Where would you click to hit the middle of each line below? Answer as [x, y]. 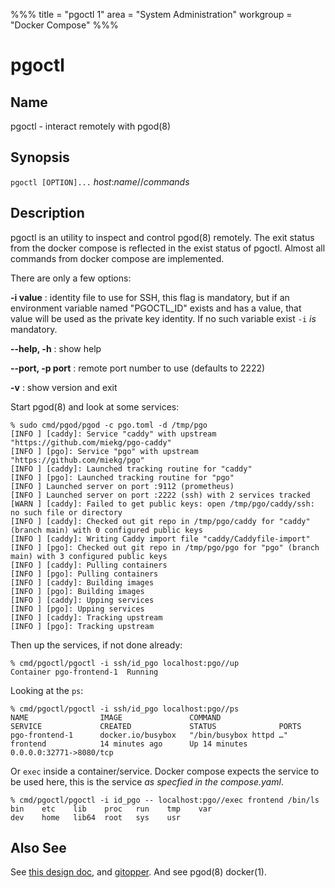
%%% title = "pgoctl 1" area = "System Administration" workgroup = [151, 14]
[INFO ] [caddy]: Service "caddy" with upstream [113, 434]
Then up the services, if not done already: [96, 645]
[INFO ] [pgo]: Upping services [77, 609]
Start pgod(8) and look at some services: [95, 406]
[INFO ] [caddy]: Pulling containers [89, 565]
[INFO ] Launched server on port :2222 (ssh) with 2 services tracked [160, 495]
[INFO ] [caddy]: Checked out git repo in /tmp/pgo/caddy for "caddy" [160, 521]
